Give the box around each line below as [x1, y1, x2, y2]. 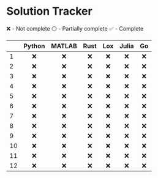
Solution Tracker [6, 4, 93, 18]
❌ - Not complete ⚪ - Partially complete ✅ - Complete [6, 24, 144, 32]
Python [23, 42, 45, 50]
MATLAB [51, 42, 78, 50]
